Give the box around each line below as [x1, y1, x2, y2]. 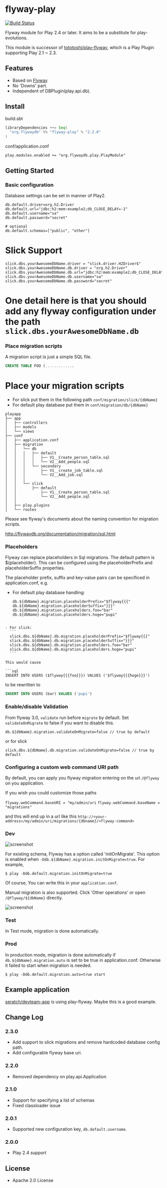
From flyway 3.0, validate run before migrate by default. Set [5, 714, 129, 720]
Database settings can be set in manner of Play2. [5, 192, 106, 198]
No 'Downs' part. [12, 82, 48, 88]
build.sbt [5, 115, 23, 121]
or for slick [5, 738, 27, 744]
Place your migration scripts [5, 380, 124, 392]
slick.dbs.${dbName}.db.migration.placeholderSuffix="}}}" [9, 638, 135, 643]
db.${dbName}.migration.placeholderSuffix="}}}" [12, 604, 115, 609]
